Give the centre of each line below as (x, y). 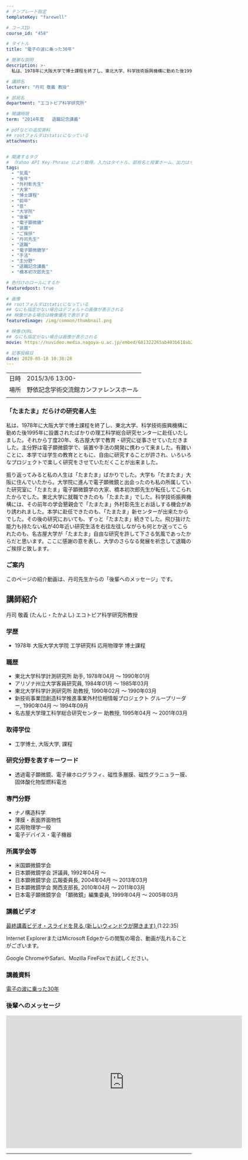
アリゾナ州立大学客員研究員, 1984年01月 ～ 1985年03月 (82, 684)
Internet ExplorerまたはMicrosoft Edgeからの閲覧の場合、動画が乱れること (97, 938)
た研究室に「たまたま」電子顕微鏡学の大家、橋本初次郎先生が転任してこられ (99, 489)
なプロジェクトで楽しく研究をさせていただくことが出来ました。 (83, 462)
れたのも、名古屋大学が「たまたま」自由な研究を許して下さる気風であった (96, 533)
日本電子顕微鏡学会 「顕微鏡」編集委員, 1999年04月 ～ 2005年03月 (96, 895)
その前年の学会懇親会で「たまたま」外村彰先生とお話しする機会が (106, 504)
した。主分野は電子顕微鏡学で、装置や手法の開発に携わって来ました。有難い (99, 447)
